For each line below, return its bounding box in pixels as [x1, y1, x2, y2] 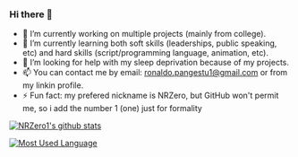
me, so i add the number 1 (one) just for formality [21, 103, 203, 114]
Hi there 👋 [9, 8, 54, 21]
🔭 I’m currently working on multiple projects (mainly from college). [21, 29, 267, 39]
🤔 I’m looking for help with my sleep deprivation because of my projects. [21, 57, 289, 68]
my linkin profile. [21, 80, 84, 91]
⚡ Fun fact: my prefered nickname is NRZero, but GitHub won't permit [21, 90, 279, 101]
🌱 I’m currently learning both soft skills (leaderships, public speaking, [21, 38, 277, 48]
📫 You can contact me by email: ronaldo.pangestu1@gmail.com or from [21, 67, 288, 78]
